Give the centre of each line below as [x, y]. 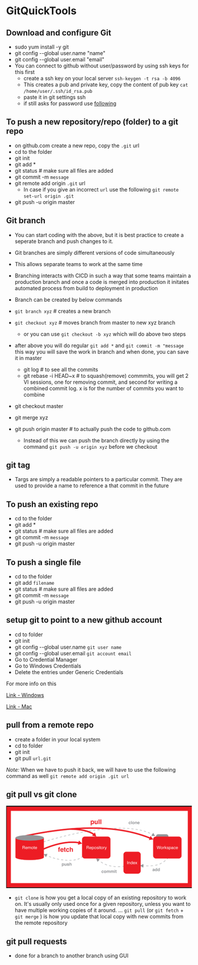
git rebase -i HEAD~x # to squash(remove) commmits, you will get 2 [106, 375]
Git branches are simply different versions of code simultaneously [95, 252]
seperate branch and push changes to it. [64, 241]
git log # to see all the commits [61, 369]
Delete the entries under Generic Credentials [69, 672]
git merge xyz [31, 417]
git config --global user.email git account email [73, 653]
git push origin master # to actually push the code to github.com [93, 429]
